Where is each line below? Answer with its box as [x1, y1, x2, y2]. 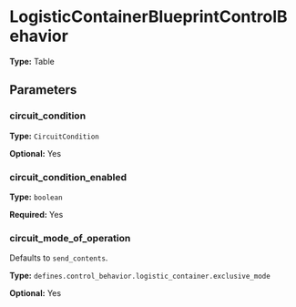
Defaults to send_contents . [9, 252, 108, 263]
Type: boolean [9, 191, 63, 202]
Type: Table [9, 56, 55, 67]
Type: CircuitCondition [9, 130, 100, 141]
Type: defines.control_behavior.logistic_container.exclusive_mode [9, 271, 270, 281]
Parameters [9, 82, 77, 97]
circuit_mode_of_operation [9, 231, 131, 244]
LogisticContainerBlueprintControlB [9, 6, 289, 27]
